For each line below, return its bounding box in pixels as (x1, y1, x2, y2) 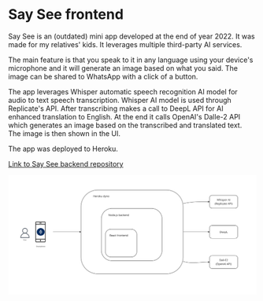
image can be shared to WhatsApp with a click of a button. (8, 72, 198, 81)
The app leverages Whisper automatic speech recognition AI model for (8, 86, 238, 96)
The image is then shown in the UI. (8, 128, 120, 138)
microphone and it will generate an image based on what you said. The (8, 63, 239, 72)
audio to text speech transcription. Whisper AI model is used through (8, 95, 232, 105)
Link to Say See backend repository (8, 159, 124, 168)
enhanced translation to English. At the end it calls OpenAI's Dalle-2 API (8, 112, 241, 121)
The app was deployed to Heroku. (8, 144, 118, 153)
